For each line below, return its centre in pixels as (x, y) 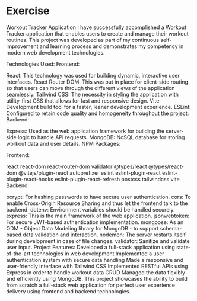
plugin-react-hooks (30, 179)
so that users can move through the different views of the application (90, 88)
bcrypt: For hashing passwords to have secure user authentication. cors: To (99, 197)
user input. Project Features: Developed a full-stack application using (90, 247)
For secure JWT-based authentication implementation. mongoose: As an (95, 222)
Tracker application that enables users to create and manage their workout (97, 33)
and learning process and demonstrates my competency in (112, 46)
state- (183, 247)
